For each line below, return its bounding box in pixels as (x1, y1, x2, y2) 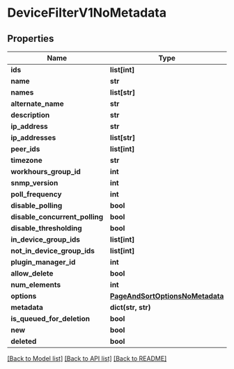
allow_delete (10, 269, 54, 278)
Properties (7, 33, 54, 45)
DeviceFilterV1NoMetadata (7, 5, 167, 21)
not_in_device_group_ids (10, 246, 95, 256)
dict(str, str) (110, 303, 151, 312)
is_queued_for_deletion (10, 314, 91, 323)
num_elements (10, 280, 61, 290)
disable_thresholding (10, 223, 82, 233)
